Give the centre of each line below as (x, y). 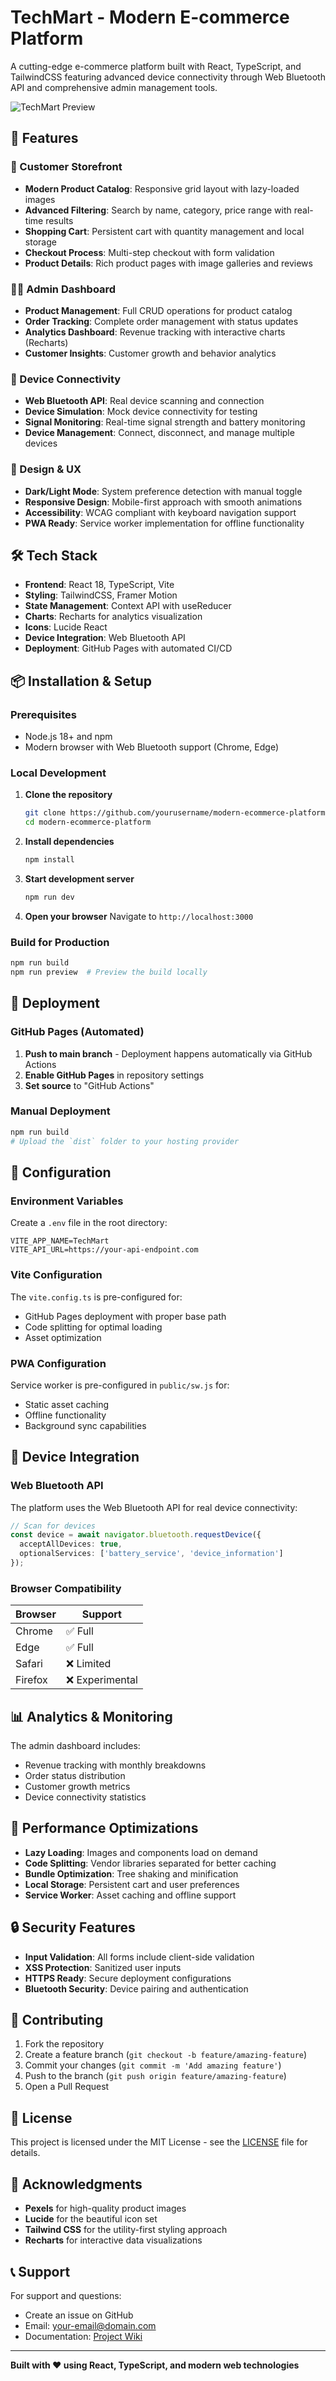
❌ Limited (88, 1664)
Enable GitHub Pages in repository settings (114, 1075)
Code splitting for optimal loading (93, 1327)
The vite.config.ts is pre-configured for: (96, 1297)
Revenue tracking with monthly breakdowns (115, 1765)
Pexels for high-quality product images (105, 2208)
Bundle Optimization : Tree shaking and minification (131, 1873)
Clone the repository (68, 795)
